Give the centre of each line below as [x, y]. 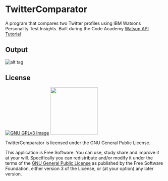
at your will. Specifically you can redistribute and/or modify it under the [79, 158]
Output [16, 50]
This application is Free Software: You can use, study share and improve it [82, 152]
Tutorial [13, 34]
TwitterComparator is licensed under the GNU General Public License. [78, 143]
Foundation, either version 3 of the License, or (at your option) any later [79, 168]
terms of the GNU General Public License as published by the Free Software [84, 163]
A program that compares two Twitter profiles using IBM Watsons [73, 23]
